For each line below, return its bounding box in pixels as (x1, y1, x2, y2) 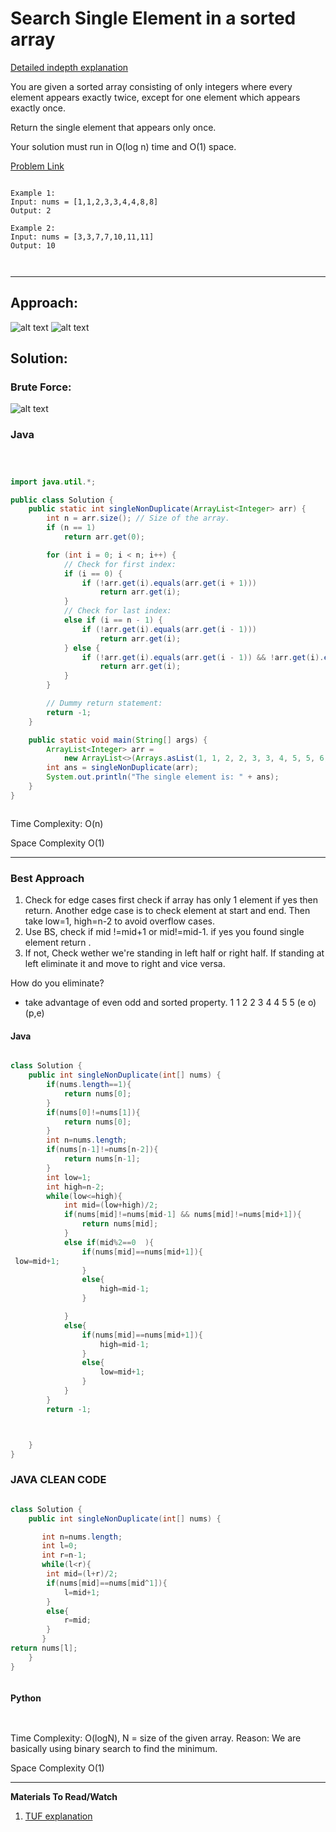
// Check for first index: (63, 559, 177, 569)
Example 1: (10, 188, 56, 198)
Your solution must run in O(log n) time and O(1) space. (10, 140, 237, 152)
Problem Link (10, 160, 65, 172)
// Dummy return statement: (46, 698, 163, 709)
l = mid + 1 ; (63, 1587, 101, 1597)
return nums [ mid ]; (81, 1219, 159, 1229)
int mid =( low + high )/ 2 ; (63, 1200, 159, 1211)
